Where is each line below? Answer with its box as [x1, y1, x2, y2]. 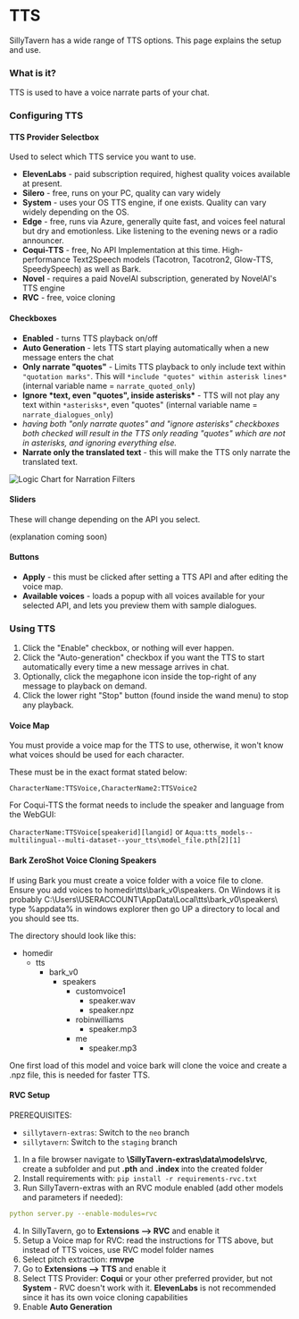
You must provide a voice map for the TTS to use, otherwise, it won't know [9, 740, 284, 751]
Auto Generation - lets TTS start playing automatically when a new [21, 342, 270, 353]
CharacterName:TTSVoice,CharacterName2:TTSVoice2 [9, 784, 198, 793]
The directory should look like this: [9, 930, 137, 941]
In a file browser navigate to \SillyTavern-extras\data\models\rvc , [21, 1154, 268, 1164]
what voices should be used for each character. [9, 749, 185, 760]
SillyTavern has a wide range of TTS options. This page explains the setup [9, 35, 282, 46]
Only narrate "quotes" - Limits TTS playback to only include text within [21, 361, 286, 372]
